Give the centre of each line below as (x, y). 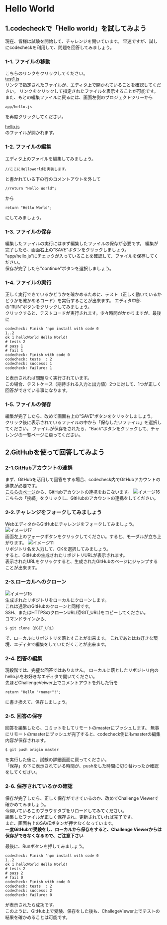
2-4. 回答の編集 (24, 658)
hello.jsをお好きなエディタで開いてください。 (51, 677)
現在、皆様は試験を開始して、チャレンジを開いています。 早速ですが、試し (82, 41)
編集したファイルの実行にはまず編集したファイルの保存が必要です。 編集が (82, 243)
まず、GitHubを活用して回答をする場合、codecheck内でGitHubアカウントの (83, 480)
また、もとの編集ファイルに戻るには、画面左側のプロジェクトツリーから (79, 97)
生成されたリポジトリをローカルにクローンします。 (57, 600)
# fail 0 (14, 877)
